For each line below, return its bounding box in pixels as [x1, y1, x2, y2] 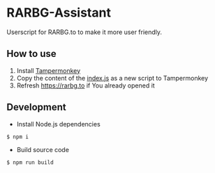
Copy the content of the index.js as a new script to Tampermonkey [16, 74, 209, 82]
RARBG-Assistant [6, 5, 111, 21]
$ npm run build [6, 158, 54, 166]
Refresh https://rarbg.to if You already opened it [16, 81, 155, 90]
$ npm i [6, 133, 29, 140]
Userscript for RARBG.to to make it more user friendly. [6, 28, 162, 36]
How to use [6, 48, 57, 60]
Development [6, 101, 67, 113]
